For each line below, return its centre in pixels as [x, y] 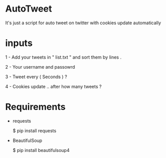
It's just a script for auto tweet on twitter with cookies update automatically [83, 23]
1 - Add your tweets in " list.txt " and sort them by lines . [63, 57]
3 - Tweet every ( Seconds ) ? [36, 77]
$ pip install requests [34, 130]
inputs [19, 43]
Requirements [35, 107]
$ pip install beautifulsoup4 [41, 150]
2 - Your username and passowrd [40, 67]
